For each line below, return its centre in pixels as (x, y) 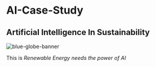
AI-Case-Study (45, 10)
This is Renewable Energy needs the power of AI (66, 58)
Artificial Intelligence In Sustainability (78, 32)
